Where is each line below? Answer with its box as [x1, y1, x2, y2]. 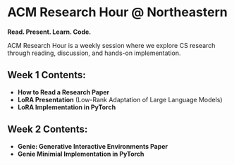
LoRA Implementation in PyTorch [17, 103, 116, 111]
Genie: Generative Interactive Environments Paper [17, 142, 168, 150]
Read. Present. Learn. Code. [7, 28, 92, 36]
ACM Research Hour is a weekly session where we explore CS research [7, 41, 216, 49]
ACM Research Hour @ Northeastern [7, 4, 228, 20]
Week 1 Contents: [7, 69, 86, 81]
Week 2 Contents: [7, 123, 88, 135]
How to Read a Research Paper [17, 87, 110, 96]
